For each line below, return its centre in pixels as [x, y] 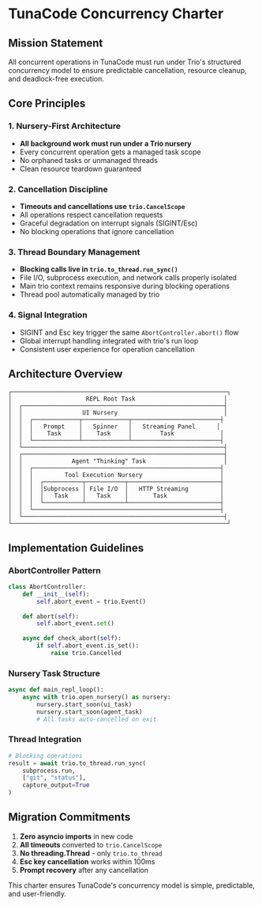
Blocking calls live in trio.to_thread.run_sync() [99, 269]
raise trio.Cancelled [86, 653]
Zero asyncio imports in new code [76, 836]
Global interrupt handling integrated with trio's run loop [109, 340]
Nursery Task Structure [54, 673]
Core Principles [47, 104]
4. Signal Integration [48, 315]
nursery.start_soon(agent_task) [90, 712]
